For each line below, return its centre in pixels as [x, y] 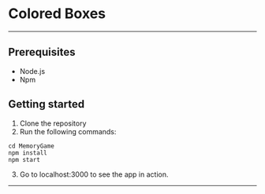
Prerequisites [42, 52]
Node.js [32, 71]
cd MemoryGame [32, 146]
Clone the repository [53, 123]
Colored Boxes [57, 14]
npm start [24, 159]
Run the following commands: [68, 131]
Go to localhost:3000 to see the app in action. [94, 174]
